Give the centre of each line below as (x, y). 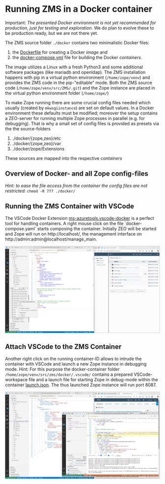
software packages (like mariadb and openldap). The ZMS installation (75, 72)
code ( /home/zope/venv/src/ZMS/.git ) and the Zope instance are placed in (80, 88)
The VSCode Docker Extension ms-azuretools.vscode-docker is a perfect (80, 218)
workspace (16, 379)
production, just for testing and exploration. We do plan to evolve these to (80, 28)
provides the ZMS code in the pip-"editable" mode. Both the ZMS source (79, 83)
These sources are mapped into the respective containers (64, 158)
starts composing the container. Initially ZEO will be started (97, 228)
